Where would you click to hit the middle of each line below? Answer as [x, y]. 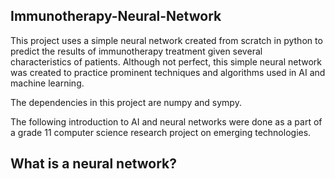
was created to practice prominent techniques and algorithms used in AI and [168, 72]
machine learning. [47, 83]
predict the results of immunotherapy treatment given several [136, 51]
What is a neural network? [94, 164]
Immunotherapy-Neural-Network [116, 16]
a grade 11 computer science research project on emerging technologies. [161, 132]
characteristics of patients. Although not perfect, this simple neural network [166, 61]
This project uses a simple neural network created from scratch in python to [166, 40]
